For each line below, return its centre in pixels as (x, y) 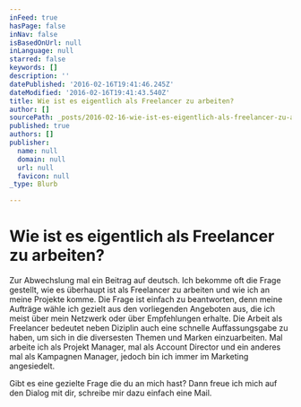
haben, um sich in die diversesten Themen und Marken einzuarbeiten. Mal (146, 338)
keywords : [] (34, 68)
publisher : (30, 143)
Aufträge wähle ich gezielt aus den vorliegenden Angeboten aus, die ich (142, 309)
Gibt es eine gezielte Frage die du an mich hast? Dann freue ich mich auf (143, 384)
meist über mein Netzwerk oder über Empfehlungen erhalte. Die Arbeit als (146, 318)
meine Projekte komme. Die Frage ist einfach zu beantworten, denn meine (146, 299)
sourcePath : (31, 117)
